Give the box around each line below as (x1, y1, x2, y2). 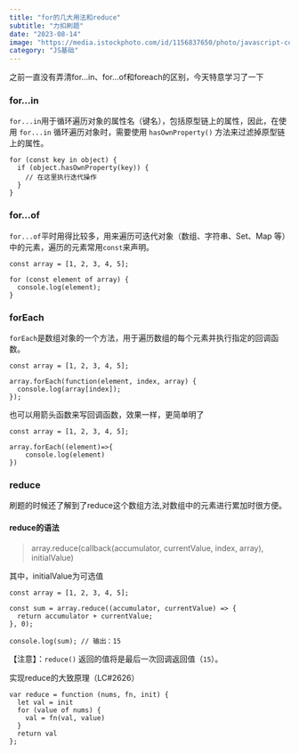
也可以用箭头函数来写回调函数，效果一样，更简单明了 (9, 409, 205, 420)
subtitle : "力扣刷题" (9, 21, 85, 30)
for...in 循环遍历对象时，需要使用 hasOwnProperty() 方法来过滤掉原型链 (19, 126, 286, 138)
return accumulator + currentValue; (17, 612, 153, 620)
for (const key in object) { (9, 156, 117, 165)
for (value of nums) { (17, 705, 101, 715)
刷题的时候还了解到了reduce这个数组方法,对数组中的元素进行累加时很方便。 (9, 500, 287, 511)
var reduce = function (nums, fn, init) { (9, 690, 169, 699)
